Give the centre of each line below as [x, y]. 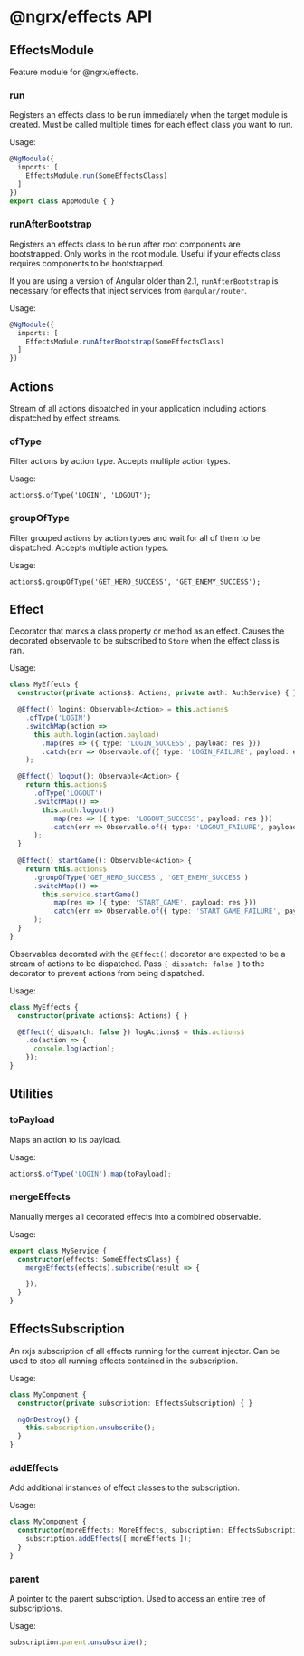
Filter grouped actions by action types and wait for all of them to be [135, 537]
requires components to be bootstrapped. [87, 263]
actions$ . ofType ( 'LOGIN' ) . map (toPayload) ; [90, 1174]
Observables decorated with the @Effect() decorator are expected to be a [147, 954]
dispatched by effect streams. [65, 418]
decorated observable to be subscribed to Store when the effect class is [144, 641]
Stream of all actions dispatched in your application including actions [138, 409]
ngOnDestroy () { [48, 1419]
